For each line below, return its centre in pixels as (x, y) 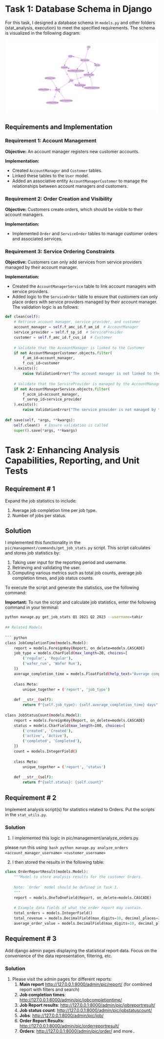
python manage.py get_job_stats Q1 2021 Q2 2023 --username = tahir (74, 617)
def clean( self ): (23, 317)
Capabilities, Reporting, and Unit (72, 460)
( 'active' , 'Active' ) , (46, 736)
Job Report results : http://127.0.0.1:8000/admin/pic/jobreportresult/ (87, 1005)
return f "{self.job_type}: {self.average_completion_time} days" (91, 705)
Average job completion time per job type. (54, 510)
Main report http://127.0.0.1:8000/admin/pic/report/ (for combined (86, 984)
